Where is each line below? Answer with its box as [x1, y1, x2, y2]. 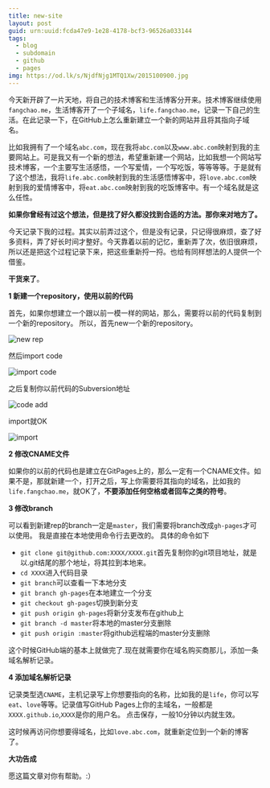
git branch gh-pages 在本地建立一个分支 [19, 588, 153, 597]
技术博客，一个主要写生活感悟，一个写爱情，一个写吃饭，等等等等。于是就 [8, 162, 255, 171]
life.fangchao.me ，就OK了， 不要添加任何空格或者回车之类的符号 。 [8, 486, 231, 496]
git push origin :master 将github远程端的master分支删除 [19, 628, 211, 637]
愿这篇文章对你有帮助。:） [8, 770, 96, 781]
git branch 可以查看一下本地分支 [19, 577, 127, 588]
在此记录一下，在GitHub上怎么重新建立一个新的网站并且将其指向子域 [22, 114, 250, 125]
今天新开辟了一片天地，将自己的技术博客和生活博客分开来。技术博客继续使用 [8, 94, 262, 105]
